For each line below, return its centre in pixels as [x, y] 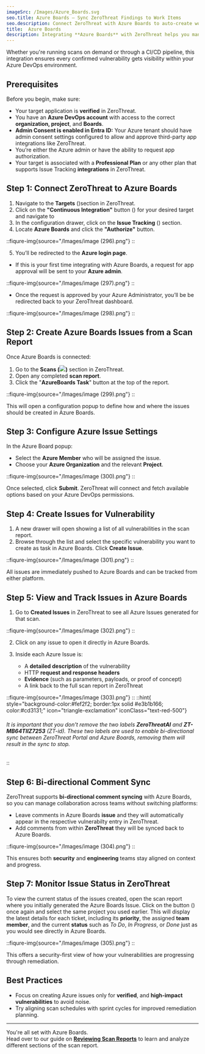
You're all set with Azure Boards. [47, 1032]
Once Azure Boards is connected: [49, 357]
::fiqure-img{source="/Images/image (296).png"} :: [71, 241]
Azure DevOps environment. [42, 65]
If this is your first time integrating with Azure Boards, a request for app [104, 265]
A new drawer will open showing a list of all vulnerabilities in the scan [102, 529]
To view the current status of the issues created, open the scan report [94, 898]
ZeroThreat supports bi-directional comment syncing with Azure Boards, [99, 797]
